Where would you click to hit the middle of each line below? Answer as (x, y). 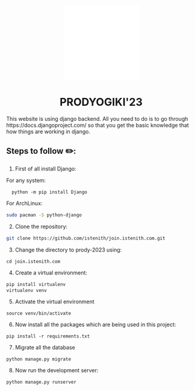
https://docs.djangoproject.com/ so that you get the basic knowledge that (98, 125)
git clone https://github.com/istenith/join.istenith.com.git (86, 238)
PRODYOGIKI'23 (101, 102)
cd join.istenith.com (33, 261)
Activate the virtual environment (54, 302)
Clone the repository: (41, 226)
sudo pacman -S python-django (44, 215)
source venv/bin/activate (39, 313)
